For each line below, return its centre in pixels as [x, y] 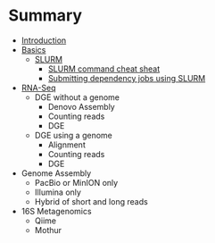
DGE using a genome [73, 135]
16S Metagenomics [56, 211]
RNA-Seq [38, 88]
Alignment [66, 145]
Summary [45, 16]
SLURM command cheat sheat [104, 69]
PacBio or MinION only [76, 182]
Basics [33, 49]
